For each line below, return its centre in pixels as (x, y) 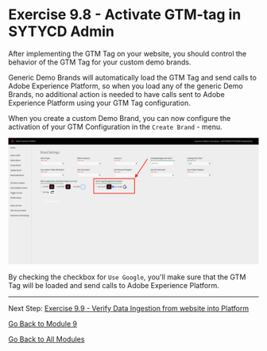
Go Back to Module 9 (43, 323)
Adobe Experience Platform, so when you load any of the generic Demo (126, 86)
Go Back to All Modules (46, 339)
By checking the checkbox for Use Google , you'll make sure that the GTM (127, 277)
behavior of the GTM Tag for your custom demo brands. (100, 62)
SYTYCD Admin (62, 31)
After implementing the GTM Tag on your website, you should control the (128, 53)
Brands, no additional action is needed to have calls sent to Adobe (116, 94)
